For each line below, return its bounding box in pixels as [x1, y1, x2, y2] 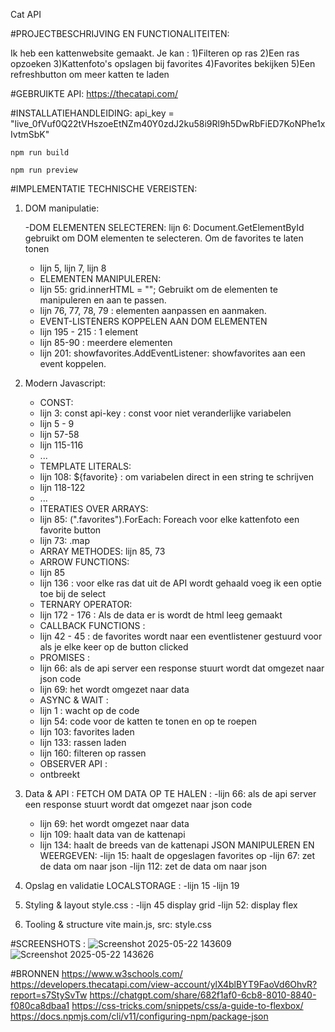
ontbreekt [39, 769, 81, 780]
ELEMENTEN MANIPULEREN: [39, 273, 162, 284]
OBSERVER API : [39, 758, 108, 769]
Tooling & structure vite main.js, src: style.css [24, 919, 212, 930]
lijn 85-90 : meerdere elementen [39, 337, 173, 348]
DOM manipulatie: [24, 202, 100, 214]
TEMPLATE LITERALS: [39, 460, 132, 472]
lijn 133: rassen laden [39, 737, 127, 748]
